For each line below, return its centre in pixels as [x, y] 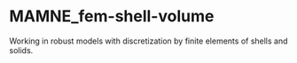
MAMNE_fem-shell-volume [112, 16]
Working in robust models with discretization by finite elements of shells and [148, 41]
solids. [21, 50]
